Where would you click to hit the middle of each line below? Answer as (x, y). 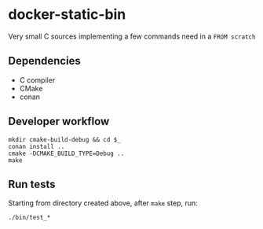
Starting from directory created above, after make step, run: (103, 203)
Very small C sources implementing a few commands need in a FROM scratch (132, 36)
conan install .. (37, 146)
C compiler (37, 79)
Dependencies (44, 61)
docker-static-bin (67, 15)
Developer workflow (59, 122)
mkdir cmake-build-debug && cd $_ (65, 139)
